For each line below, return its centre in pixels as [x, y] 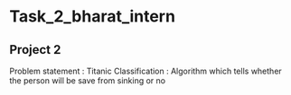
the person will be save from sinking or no [87, 81]
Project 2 [35, 50]
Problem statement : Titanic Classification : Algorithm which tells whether [145, 71]
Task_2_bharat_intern [93, 17]
